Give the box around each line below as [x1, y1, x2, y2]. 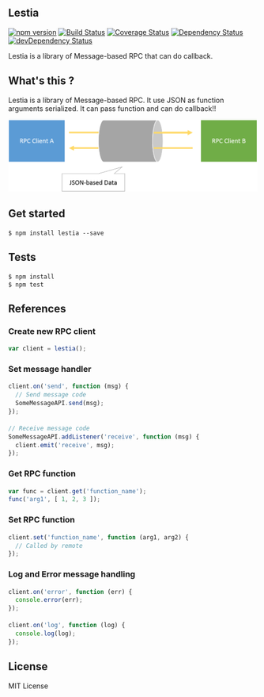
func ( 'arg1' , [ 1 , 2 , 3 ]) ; [8, 496, 101, 504]
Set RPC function [8, 515, 75, 526]
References [8, 301, 66, 316]
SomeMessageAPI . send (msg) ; [15, 400, 104, 408]
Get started [8, 207, 66, 220]
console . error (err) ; [15, 596, 83, 604]
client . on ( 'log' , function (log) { [8, 622, 126, 630]
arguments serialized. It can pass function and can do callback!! [8, 103, 217, 113]
